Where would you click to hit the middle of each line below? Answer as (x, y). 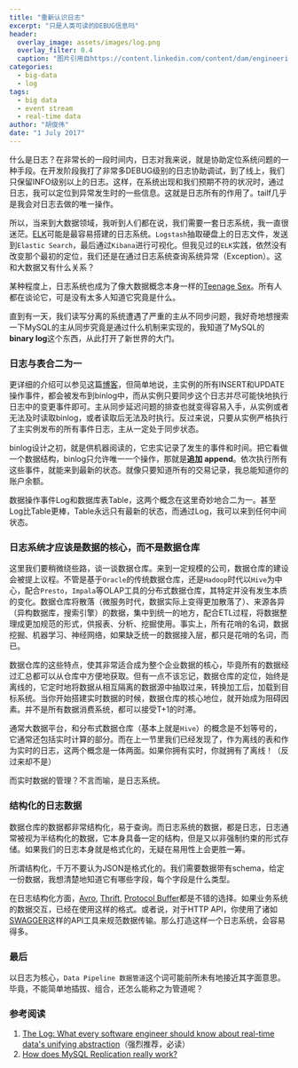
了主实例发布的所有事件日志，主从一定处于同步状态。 (106, 429)
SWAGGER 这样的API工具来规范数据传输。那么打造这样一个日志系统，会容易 (147, 920)
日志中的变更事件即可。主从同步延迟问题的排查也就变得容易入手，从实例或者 (149, 407)
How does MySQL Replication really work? (99, 1055)
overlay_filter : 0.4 (55, 51)
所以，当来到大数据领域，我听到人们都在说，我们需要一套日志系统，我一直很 (149, 222)
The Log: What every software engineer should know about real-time (148, 1034)
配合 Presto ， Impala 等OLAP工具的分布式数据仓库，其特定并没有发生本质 (156, 591)
